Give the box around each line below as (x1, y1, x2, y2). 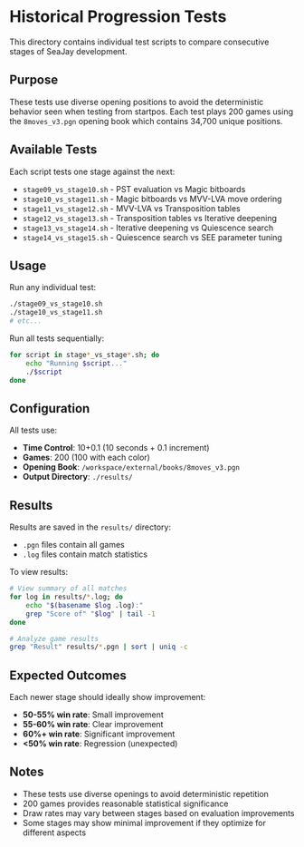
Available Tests (9, 142, 98, 158)
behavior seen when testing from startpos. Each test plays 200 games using (9, 106, 294, 117)
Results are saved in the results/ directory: (9, 521, 172, 532)
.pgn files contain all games (22, 540, 125, 550)
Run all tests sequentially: (9, 333, 105, 344)
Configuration (9, 401, 90, 416)
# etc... (9, 316, 43, 326)
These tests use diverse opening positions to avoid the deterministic (9, 96, 264, 107)
